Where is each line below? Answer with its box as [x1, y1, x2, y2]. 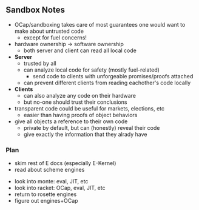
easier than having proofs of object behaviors [23, 111, 138, 118]
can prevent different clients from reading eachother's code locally [23, 79, 191, 86]
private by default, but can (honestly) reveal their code [23, 124, 160, 131]
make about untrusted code [14, 27, 84, 35]
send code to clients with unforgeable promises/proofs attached [32, 72, 194, 80]
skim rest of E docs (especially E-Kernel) [14, 160, 116, 167]
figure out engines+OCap [14, 197, 78, 205]
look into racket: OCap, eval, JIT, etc [14, 185, 106, 192]
